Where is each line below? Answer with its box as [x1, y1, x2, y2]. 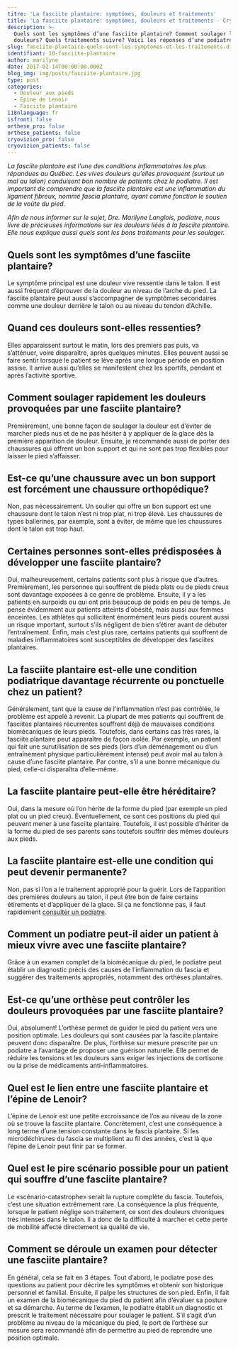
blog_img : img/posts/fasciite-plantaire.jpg [7, 70, 141, 77]
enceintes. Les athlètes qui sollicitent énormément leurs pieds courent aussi [7, 613, 229, 622]
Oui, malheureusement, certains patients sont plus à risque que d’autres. [7, 576, 220, 584]
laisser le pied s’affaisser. [7, 451, 81, 460]
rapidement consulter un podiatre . [7, 908, 107, 916]
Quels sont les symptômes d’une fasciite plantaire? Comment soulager [13, 30, 227, 38]
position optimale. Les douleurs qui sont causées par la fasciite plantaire [7, 1031, 218, 1040]
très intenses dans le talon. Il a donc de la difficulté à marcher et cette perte [7, 1215, 228, 1223]
